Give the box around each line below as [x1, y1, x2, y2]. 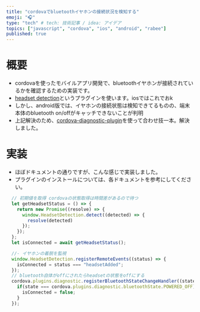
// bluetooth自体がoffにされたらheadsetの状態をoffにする [11, 273, 145, 279]
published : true [6, 31, 46, 37]
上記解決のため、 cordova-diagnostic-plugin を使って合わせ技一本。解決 [14, 117, 190, 124]
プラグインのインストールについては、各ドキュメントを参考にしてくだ [14, 176, 186, 183]
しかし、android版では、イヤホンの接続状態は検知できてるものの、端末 [14, 102, 190, 109]
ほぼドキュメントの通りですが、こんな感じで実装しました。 [14, 169, 161, 175]
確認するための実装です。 [30, 87, 93, 94]
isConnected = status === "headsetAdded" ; [17, 261, 124, 268]
